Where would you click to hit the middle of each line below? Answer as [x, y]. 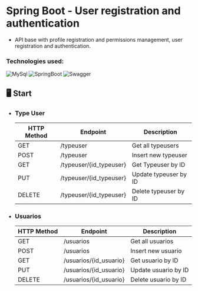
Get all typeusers [155, 145]
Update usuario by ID [160, 270]
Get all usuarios [152, 242]
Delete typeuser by [158, 191]
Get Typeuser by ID [159, 164]
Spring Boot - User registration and [93, 11]
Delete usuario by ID [159, 280]
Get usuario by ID [154, 260]
